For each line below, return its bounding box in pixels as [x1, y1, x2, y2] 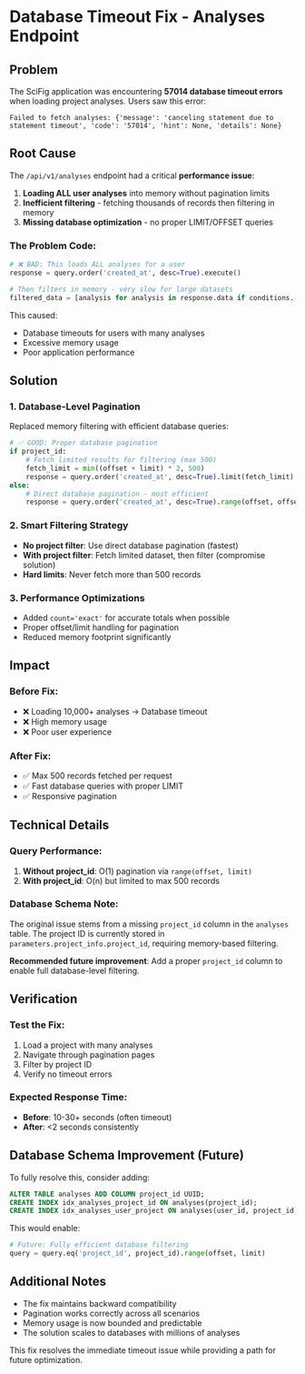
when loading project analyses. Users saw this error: [9, 95, 207, 106]
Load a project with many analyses [22, 1039, 153, 1050]
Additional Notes [9, 1274, 107, 1289]
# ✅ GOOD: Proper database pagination [9, 438, 158, 447]
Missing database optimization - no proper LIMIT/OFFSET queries [22, 216, 274, 227]
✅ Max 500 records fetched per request [22, 770, 172, 781]
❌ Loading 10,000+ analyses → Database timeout [22, 706, 208, 717]
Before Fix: [9, 685, 59, 697]
